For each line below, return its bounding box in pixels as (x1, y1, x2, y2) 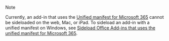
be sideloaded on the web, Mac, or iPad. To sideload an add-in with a (5, 20, 150, 25)
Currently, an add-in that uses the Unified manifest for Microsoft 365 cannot (5, 14, 164, 20)
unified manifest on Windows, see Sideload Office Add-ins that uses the (5, 25, 156, 31)
